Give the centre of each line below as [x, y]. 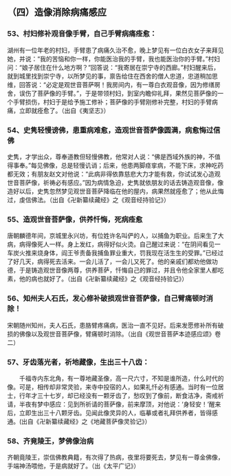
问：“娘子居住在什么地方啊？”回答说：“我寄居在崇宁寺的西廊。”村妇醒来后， [113, 67]
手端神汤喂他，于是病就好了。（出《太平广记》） [73, 466]
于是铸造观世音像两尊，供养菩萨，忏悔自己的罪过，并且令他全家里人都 [118, 270]
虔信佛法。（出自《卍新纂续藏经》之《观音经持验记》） [94, 199]
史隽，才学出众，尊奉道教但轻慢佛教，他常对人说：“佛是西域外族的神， [108, 157]
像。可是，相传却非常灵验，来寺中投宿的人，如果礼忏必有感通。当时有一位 [112, 387]
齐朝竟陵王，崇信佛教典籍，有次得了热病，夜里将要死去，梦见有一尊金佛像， [115, 457]
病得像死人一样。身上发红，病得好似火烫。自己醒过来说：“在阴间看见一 [120, 244]
